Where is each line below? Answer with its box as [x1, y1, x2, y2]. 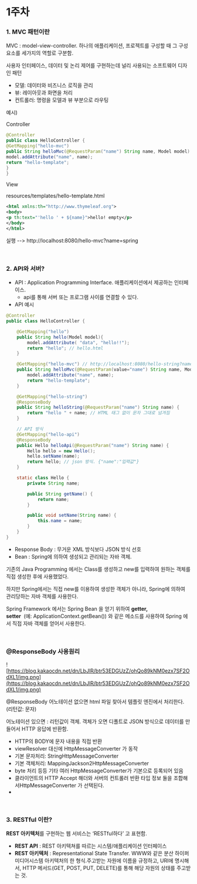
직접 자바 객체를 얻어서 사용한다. [12, 620, 86, 627]
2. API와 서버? [6, 264, 45, 273]
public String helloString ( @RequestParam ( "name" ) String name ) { [16, 405, 180, 411]
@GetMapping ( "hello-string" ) [16, 394, 88, 399]
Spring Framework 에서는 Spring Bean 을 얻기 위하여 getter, [6, 605, 148, 612]
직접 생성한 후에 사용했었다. [6, 573, 69, 580]
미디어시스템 [14, 857, 44, 864]
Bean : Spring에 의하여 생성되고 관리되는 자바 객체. [14, 553, 132, 560]
